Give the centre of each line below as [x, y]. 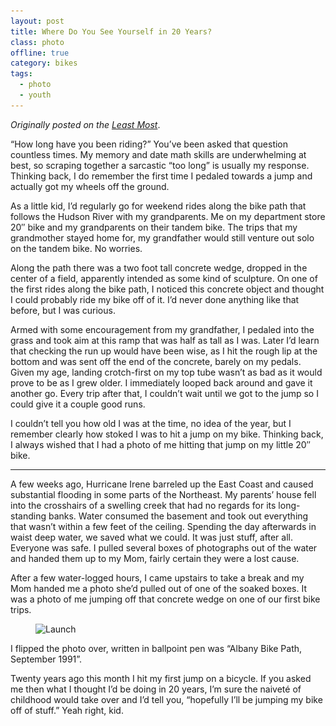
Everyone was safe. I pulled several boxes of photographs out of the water [164, 547]
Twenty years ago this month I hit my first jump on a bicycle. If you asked [161, 678]
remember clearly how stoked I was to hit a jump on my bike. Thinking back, [167, 434]
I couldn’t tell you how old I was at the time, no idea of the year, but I [151, 423]
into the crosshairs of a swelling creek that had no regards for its [143, 505]
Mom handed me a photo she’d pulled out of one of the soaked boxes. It [158, 588]
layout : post [37, 21]
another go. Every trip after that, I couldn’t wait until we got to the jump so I [164, 393]
